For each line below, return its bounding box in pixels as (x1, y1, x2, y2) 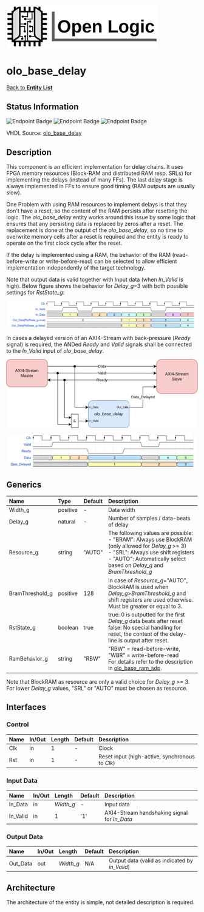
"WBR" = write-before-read (108, 652, 179, 659)
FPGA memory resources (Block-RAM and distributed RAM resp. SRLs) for (6, 169, 192, 177)
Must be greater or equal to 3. (108, 602, 183, 610)
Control (6, 720, 29, 729)
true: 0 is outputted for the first (108, 611, 185, 618)
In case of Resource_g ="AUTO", (108, 576, 188, 584)
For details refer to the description (108, 658, 193, 665)
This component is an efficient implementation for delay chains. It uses (6, 163, 183, 171)
